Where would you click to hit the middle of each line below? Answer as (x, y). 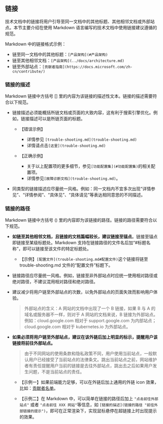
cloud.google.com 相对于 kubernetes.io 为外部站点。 (77, 327)
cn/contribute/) (29, 71)
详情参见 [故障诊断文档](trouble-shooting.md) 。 (73, 178)
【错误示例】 (32, 129)
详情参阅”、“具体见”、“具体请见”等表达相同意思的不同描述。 (85, 195)
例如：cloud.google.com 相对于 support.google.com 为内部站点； (90, 321)
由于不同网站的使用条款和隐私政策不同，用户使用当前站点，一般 (88, 354)
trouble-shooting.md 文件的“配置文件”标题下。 (66, 265)
